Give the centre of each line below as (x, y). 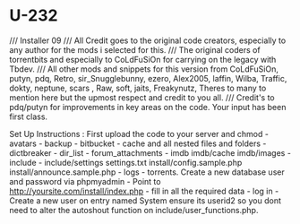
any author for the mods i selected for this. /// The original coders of (135, 49)
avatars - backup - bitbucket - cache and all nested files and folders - (138, 143)
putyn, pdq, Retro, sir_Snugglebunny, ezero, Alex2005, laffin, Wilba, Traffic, (148, 78)
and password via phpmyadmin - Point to (85, 181)
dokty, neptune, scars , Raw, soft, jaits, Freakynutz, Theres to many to (138, 88)
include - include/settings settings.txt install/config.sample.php (126, 162)
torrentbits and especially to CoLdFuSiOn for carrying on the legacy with (143, 59)
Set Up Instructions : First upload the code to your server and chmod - (139, 134)
